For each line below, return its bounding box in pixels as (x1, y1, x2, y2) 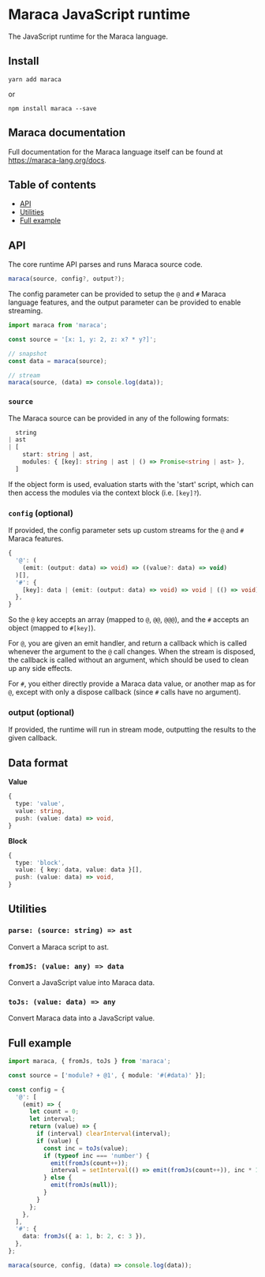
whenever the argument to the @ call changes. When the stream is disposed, (8, 647, 256, 657)
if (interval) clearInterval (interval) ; (36, 1130, 171, 1138)
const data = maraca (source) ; (8, 357, 108, 365)
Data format (8, 756, 69, 770)
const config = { (8, 1085, 65, 1094)
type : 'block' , (15, 859, 65, 867)
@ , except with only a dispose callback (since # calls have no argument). (8, 687, 241, 697)
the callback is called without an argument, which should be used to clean (8, 655, 249, 665)
